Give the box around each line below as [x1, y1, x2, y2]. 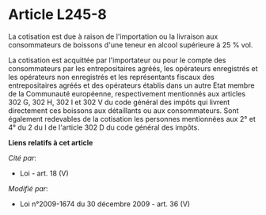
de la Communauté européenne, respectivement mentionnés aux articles [8, 89, 246, 98]
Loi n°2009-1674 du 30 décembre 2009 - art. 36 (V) [19, 199, 191, 209]
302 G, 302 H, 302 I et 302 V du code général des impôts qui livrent [8, 97, 230, 107]
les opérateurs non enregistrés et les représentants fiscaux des [8, 72, 215, 81]
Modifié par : [8, 183, 49, 193]
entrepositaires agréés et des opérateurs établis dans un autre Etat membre [8, 81, 255, 90]
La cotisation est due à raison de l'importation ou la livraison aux [8, 32, 218, 41]
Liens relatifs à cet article [8, 138, 93, 147]
